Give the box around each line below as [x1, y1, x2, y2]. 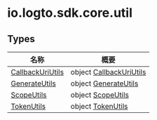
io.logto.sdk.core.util [7, 5, 133, 21]
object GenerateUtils [70, 79, 139, 88]
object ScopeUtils [70, 90, 130, 100]
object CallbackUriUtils [70, 67, 146, 76]
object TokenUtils [70, 102, 128, 111]
